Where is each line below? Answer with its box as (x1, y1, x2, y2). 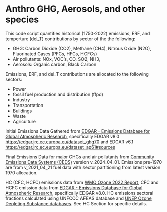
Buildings (12, 108, 32, 114)
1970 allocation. (5, 169, 38, 176)
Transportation (12, 102, 44, 108)
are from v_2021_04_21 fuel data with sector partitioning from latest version (5, 164, 161, 170)
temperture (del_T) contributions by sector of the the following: (5, 36, 136, 42)
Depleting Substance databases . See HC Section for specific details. (5, 200, 147, 206)
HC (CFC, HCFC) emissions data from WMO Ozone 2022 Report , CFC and (5, 179, 159, 185)
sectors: (5, 76, 23, 82)
